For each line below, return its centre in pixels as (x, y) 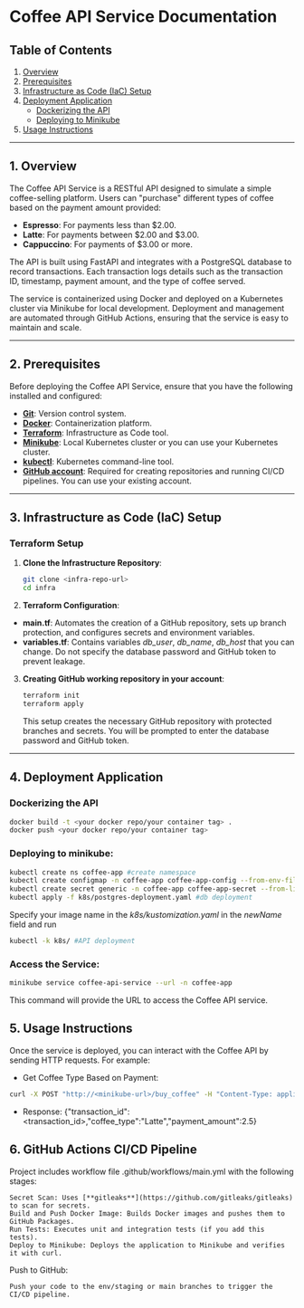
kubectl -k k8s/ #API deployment (72, 941)
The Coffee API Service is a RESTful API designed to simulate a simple (140, 188)
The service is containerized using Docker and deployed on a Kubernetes (146, 298)
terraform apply (53, 703)
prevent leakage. (54, 662)
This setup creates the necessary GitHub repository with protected (147, 721)
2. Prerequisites (55, 364)
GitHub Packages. (42, 1221)
